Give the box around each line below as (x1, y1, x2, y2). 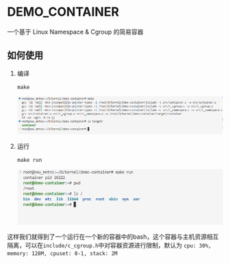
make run (16, 157, 42, 164)
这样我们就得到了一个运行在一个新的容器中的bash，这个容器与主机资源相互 (7, 232, 219, 241)
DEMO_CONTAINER (7, 4, 120, 20)
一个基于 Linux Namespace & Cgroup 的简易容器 (7, 27, 144, 36)
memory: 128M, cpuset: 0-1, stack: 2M (7, 250, 118, 257)
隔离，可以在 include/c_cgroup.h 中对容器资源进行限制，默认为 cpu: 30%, (7, 241, 212, 249)
